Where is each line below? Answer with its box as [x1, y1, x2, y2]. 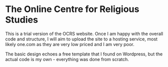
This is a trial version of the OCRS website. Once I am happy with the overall [5, 30, 163, 36]
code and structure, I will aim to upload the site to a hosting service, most [5, 36, 158, 42]
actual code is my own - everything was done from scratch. [5, 56, 130, 62]
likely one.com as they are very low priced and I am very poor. [5, 41, 135, 47]
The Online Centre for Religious [5, 3, 140, 15]
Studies [5, 14, 38, 25]
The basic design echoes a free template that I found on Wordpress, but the [5, 51, 163, 57]
